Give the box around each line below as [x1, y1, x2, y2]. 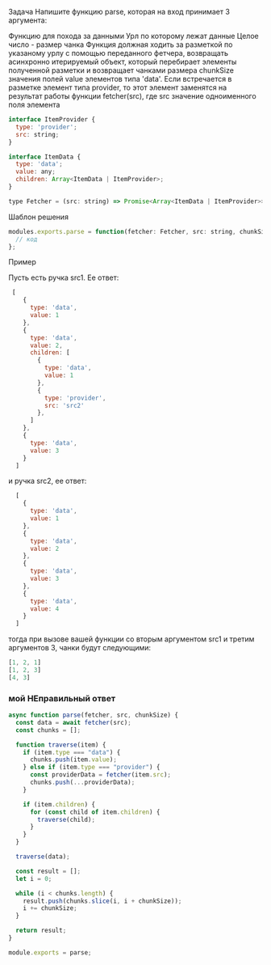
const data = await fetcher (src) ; [15, 718, 131, 726]
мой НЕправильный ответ [8, 692, 116, 704]
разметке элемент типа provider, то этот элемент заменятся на [8, 83, 227, 92]
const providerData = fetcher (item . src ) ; [29, 771, 172, 779]
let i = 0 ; [15, 874, 52, 882]
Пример [8, 257, 36, 267]
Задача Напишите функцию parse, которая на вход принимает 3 [8, 7, 230, 16]
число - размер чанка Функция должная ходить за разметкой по [8, 40, 233, 49]
